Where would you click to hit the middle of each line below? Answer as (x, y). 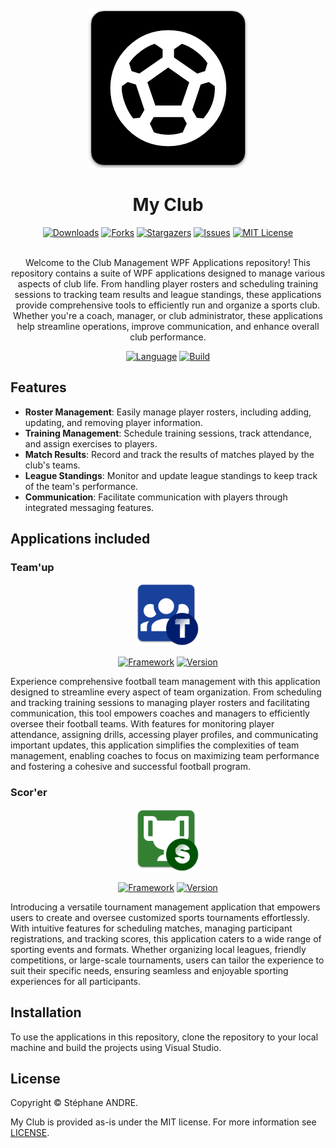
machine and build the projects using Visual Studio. (116, 1047)
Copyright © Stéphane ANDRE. (74, 1103)
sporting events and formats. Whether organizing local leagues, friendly (158, 949)
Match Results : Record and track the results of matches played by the (169, 454)
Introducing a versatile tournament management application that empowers (165, 907)
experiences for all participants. (76, 981)
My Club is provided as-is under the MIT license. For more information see (163, 1122)
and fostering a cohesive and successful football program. (130, 767)
